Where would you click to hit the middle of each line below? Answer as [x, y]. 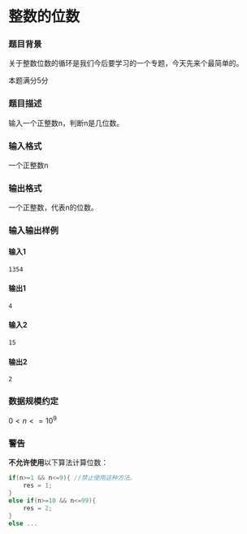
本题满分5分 [28, 80]
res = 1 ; [38, 486]
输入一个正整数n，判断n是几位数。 [66, 123]
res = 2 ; [38, 508]
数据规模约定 [34, 402]
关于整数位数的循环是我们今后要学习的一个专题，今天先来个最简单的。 [126, 63]
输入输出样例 [34, 231]
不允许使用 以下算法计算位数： [58, 462]
